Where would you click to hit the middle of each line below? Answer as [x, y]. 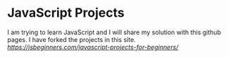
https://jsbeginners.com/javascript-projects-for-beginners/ [93, 47]
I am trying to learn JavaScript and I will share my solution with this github [114, 32]
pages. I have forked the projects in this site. [71, 39]
